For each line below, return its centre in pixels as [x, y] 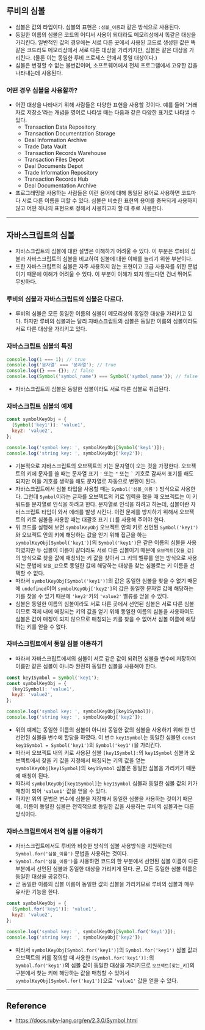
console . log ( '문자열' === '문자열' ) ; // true [61, 365]
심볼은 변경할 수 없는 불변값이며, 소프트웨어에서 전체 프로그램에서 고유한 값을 [106, 65]
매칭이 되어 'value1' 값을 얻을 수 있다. [61, 791]
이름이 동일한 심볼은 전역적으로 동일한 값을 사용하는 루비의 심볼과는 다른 [109, 806]
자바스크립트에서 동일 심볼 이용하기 [55, 644]
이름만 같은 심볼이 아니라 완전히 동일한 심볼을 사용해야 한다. [86, 666]
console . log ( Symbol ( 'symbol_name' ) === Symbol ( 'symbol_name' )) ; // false [102, 377]
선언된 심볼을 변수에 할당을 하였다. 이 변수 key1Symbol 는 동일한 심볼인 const [106, 737]
